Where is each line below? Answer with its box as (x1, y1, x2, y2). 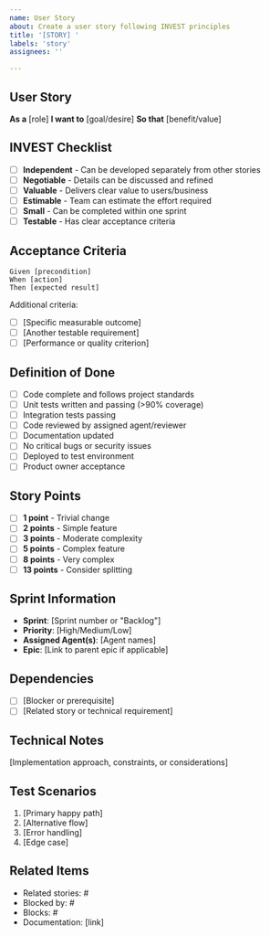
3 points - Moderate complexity (22, 533, 143, 544)
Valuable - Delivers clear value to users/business (22, 185, 209, 196)
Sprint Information (9, 591, 117, 607)
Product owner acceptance (22, 461, 126, 472)
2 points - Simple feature (22, 523, 118, 534)
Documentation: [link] (22, 916, 105, 928)
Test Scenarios (9, 783, 98, 799)
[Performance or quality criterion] (22, 337, 150, 348)
